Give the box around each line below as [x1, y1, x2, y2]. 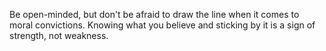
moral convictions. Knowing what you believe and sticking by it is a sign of [9, 19, 316, 31]
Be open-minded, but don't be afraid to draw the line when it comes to [9, 9, 300, 20]
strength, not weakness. [9, 30, 109, 41]
